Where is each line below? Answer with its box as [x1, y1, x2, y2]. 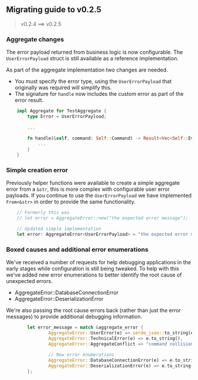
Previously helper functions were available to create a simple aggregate [6, 180, 180, 187]
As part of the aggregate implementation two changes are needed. [6, 66, 168, 73]
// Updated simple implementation [16, 226, 101, 232]
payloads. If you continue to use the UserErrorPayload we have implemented [6, 192, 192, 199]
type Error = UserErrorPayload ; [27, 113, 107, 119]
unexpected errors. [6, 278, 53, 285]
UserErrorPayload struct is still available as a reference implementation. [6, 55, 179, 62]
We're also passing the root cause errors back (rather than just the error [6, 307, 181, 314]
